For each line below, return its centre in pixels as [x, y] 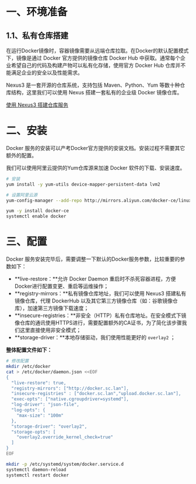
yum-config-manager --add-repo [44, 200]
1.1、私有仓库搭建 [37, 35]
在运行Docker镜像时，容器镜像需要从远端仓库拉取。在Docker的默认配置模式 [97, 51]
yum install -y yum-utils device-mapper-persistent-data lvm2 [83, 184]
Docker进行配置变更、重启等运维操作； [62, 286]
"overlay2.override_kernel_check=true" [65, 437]
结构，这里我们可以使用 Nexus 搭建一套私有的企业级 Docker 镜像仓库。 [97, 92]
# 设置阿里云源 [22, 195]
